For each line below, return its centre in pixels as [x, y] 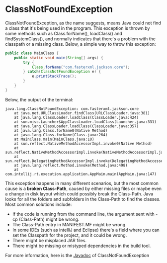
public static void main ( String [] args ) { [59, 58]
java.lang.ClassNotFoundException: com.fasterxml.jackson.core [72, 109]
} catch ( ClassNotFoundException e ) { [62, 72]
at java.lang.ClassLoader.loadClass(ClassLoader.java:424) [77, 117]
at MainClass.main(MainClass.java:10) [54, 139]
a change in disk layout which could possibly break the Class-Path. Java [79, 194]
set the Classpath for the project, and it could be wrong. [70, 235]
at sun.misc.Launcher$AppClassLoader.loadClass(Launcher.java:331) [85, 122]
